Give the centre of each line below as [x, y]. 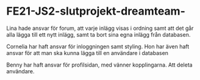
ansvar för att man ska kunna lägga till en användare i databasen [87, 53]
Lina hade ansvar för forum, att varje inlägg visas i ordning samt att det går [100, 28]
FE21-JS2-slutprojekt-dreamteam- [96, 11]
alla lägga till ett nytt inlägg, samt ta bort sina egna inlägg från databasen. [98, 34]
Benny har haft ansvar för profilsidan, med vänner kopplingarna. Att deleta [100, 65]
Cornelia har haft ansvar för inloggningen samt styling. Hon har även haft [98, 46]
